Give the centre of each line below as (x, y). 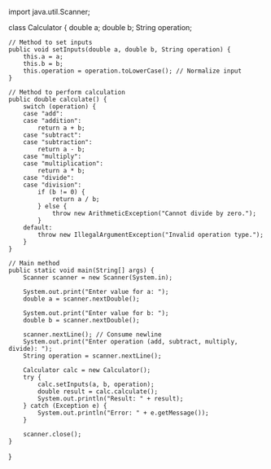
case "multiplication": (63, 164)
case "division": (52, 185)
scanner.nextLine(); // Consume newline (92, 335)
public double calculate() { (58, 99)
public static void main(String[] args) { (81, 270)
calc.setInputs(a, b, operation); (96, 384)
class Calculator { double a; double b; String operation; (101, 27)
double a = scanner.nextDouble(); (81, 299)
